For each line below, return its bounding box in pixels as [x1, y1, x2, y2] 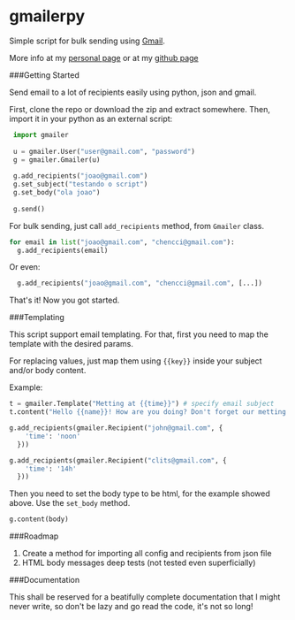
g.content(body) [9, 515, 69, 524]
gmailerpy [9, 6, 86, 27]
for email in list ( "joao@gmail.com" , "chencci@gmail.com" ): [9, 237, 236, 247]
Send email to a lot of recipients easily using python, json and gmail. [9, 87, 257, 97]
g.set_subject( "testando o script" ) [12, 180, 148, 189]
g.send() [12, 204, 46, 213]
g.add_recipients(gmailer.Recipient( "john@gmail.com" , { [9, 424, 223, 432]
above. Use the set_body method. [9, 498, 131, 509]
